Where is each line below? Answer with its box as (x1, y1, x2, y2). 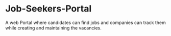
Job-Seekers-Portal (5, 3, 92, 14)
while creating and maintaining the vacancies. (5, 24, 102, 30)
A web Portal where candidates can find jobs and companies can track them (5, 19, 166, 25)
